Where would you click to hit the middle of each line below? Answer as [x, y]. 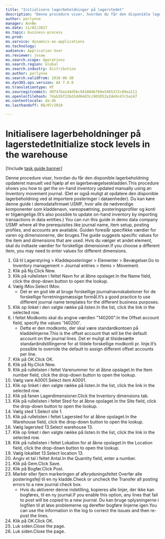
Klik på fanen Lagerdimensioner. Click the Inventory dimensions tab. [81, 396]
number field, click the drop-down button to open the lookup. [74, 375]
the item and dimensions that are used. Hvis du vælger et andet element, [79, 240]
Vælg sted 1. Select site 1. [38, 411]
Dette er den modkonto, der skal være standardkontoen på [79, 328]
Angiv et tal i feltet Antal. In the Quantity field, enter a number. [74, 458]
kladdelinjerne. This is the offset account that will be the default [83, 333]
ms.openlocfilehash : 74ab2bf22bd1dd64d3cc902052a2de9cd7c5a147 [71, 96]
